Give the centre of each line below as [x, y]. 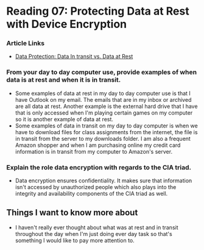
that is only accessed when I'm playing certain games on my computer [104, 112]
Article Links [25, 43]
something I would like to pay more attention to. [75, 240]
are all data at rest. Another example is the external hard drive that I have [106, 106]
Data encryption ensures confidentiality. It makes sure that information [104, 180]
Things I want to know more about [72, 212]
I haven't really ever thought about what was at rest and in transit [97, 227]
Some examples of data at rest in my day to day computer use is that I [103, 93]
